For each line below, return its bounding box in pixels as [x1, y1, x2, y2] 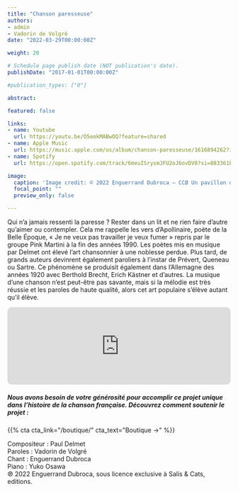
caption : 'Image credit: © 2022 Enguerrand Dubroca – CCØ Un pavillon [13, 179, 227, 186]
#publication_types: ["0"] [7, 81, 87, 89]
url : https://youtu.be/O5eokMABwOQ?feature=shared [13, 133, 166, 140]
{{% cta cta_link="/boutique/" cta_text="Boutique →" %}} [7, 426, 176, 434]
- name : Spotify [7, 153, 55, 160]
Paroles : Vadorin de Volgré [7, 447, 87, 456]
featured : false [7, 107, 55, 114]
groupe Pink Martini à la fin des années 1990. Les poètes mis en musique [7, 240, 221, 249]
